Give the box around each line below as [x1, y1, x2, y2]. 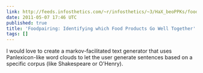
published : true [6, 20, 47, 26]
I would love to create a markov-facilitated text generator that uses [6, 47, 172, 54]
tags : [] [6, 31, 28, 37]
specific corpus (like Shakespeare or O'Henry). [6, 60, 124, 68]
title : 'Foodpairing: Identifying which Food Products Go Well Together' [6, 25, 196, 32]
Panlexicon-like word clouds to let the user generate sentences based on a [6, 54, 193, 61]
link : [6, 8, 20, 15]
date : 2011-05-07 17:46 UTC [6, 14, 77, 20]
